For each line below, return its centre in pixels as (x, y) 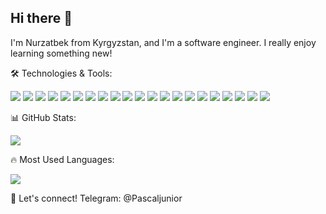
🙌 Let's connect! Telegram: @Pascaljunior (96, 198)
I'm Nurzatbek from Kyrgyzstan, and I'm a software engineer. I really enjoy (163, 42)
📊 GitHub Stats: (43, 117)
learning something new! (61, 53)
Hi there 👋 (41, 18)
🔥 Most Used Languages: (62, 159)
